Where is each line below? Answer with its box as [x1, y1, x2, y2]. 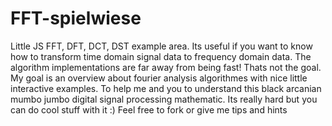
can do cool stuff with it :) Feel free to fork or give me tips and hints [10, 103, 288, 116]
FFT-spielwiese [10, 7, 142, 30]
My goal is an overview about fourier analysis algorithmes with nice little [10, 72, 308, 84]
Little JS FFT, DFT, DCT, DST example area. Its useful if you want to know [10, 40, 313, 52]
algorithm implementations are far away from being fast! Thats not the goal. [10, 61, 322, 73]
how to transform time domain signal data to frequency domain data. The [10, 50, 312, 62]
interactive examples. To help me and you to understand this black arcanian [10, 82, 322, 94]
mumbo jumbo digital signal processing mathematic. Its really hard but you [10, 93, 318, 105]
